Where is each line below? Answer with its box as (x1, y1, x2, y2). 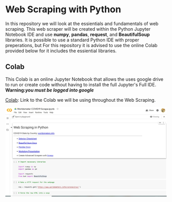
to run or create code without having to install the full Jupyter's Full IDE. (5, 81, 157, 87)
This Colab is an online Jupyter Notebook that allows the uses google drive (5, 76, 164, 82)
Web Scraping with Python (5, 4, 121, 15)
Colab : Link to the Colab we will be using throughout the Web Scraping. (5, 97, 156, 103)
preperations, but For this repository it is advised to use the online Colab (5, 42, 158, 48)
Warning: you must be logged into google (5, 87, 94, 93)
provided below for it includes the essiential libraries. (5, 48, 117, 54)
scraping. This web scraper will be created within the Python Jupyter (5, 26, 151, 32)
